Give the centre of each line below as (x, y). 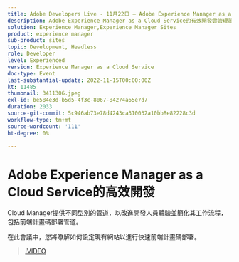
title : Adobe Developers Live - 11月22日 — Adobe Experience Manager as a (119, 14)
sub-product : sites (36, 41)
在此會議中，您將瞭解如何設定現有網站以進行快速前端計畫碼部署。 (104, 237)
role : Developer (31, 54)
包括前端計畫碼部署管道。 (45, 222)
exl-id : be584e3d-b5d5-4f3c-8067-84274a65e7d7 (78, 100)
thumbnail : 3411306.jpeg (44, 93)
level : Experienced (36, 61)
